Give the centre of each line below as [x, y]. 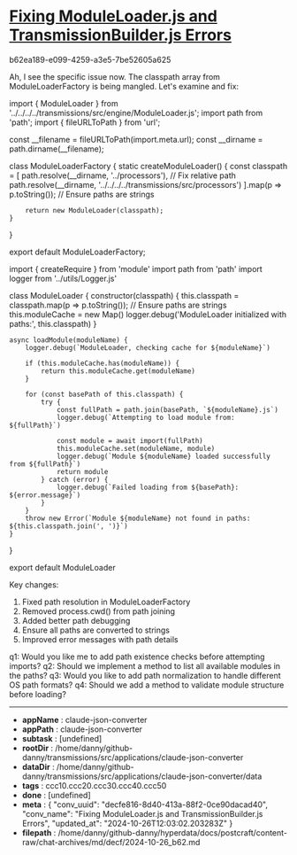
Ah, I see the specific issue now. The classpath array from [115, 76]
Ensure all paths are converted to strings [96, 630]
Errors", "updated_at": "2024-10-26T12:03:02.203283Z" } [127, 823]
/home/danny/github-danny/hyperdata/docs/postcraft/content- [173, 832]
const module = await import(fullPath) [129, 440]
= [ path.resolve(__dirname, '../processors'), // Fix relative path [123, 175]
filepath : [39, 832]
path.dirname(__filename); [57, 149]
